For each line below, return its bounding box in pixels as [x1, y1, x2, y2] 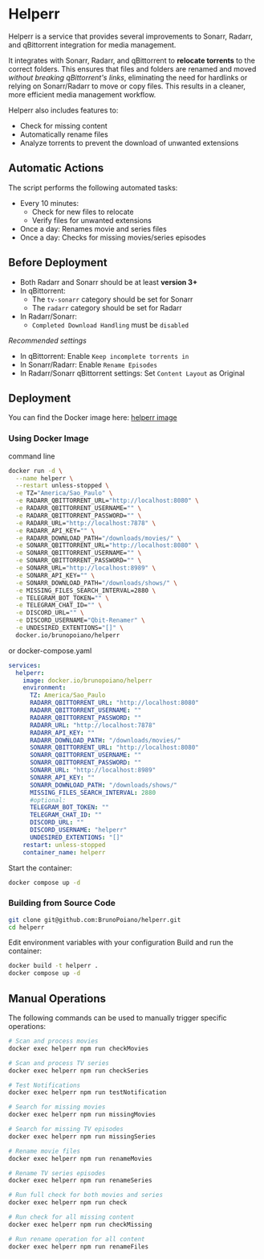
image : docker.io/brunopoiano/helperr [22, 677, 152, 685]
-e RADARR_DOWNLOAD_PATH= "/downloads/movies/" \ [15, 534, 181, 542]
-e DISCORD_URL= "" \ [15, 609, 84, 617]
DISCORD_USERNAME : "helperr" [29, 826, 128, 834]
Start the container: [8, 862, 72, 873]
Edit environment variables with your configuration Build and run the [8, 938, 234, 948]
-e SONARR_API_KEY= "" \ [15, 571, 95, 579]
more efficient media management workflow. [8, 89, 156, 99]
